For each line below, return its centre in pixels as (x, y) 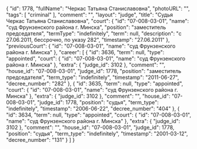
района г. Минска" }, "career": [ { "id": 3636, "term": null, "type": (85, 52)
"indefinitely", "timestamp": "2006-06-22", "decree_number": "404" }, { (93, 109)
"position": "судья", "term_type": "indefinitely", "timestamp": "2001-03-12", (97, 134)
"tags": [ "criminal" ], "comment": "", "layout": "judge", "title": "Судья (90, 15)
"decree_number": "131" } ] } (41, 140)
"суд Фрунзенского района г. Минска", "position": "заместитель (86, 27)
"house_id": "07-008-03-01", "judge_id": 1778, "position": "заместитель (94, 71)
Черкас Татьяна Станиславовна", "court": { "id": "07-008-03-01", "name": (98, 21)
